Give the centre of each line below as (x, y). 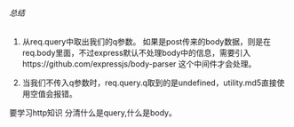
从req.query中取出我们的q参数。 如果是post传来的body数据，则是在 (146, 42)
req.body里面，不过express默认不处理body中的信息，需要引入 (136, 53)
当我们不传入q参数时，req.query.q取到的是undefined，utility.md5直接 (149, 83)
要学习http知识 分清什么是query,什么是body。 (93, 113)
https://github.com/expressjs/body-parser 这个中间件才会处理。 (139, 64)
